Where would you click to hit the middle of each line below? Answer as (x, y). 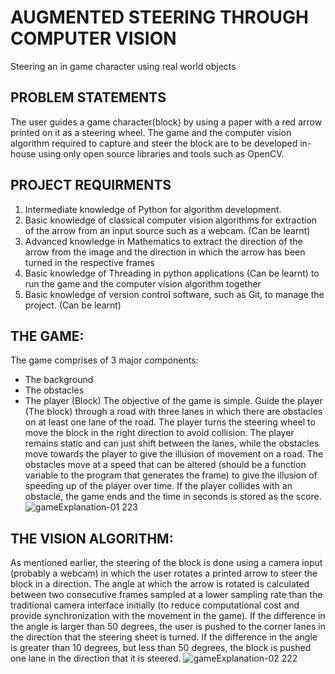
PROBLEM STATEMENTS (88, 97)
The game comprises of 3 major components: (104, 360)
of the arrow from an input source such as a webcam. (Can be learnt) (167, 230)
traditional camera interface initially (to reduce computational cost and (155, 605)
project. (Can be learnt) (73, 305)
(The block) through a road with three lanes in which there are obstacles (173, 412)
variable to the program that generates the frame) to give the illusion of (171, 475)
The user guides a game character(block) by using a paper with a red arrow (166, 122)
